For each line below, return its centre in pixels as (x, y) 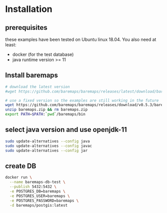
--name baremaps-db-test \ (38, 182)
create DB (21, 166)
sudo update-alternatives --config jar (46, 150)
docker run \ (19, 178)
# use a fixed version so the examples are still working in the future (82, 101)
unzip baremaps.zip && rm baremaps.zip (46, 110)
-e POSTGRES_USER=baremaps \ (40, 196)
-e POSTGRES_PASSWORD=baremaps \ (44, 201)
